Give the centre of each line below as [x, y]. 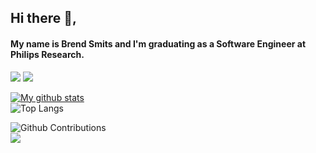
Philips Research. [47, 54]
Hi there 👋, [43, 18]
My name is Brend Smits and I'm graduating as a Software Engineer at [158, 43]
